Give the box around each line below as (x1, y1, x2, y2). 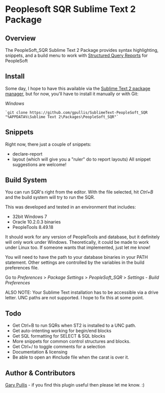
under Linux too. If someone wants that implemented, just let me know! (5, 244, 151, 250)
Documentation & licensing (12, 349, 68, 355)
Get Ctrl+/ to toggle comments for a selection (12, 344, 106, 350)
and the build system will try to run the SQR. (5, 195, 95, 200)
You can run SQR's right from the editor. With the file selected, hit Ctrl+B (5, 189, 154, 195)
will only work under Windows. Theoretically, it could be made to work (5, 239, 149, 245)
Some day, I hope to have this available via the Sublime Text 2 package (5, 85, 151, 91)
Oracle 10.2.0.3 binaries (12, 219, 61, 225)
